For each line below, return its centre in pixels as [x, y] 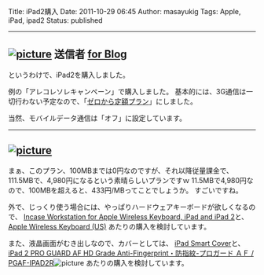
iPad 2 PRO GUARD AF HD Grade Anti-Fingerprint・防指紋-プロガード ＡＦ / [131, 253]
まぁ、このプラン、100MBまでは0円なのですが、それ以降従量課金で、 [121, 170]
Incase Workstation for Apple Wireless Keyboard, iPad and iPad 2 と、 [136, 216]
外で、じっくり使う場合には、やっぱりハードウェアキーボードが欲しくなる [128, 207]
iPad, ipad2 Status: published [56, 20]
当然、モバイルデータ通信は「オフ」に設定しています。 [97, 118]
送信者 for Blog [90, 55]
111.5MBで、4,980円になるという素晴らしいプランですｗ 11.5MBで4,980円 [128, 180]
